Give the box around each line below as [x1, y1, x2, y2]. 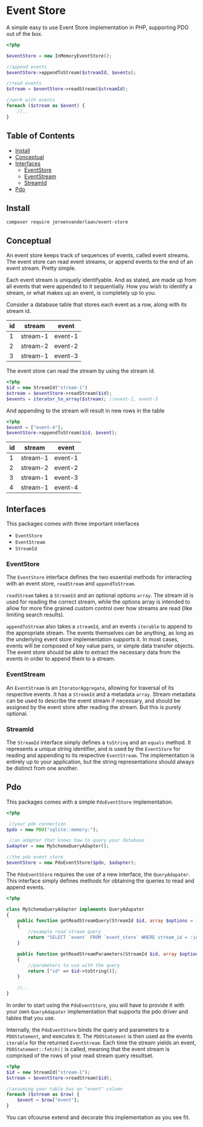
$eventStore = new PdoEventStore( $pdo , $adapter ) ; [6, 860, 137, 866]
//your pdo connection [8, 821, 66, 827]
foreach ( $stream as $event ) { [6, 103, 85, 109]
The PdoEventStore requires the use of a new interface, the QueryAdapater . [6, 870, 190, 878]
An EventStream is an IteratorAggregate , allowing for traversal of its [6, 684, 174, 691]
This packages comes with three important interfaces [6, 520, 140, 528]
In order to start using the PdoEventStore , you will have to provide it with [6, 1001, 185, 1009]
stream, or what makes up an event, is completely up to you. [6, 289, 156, 297]
